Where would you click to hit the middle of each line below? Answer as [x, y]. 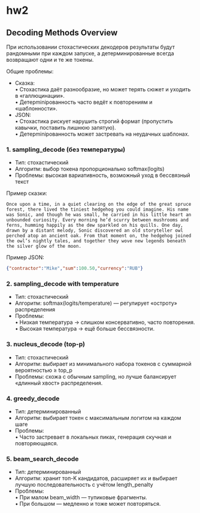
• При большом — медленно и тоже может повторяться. [88, 504]
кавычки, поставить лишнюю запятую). [65, 127]
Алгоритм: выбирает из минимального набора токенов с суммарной [103, 364]
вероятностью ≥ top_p [44, 370]
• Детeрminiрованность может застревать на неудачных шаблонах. [102, 134]
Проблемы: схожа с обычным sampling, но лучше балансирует [96, 376]
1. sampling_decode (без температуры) [66, 149]
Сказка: [25, 83]
